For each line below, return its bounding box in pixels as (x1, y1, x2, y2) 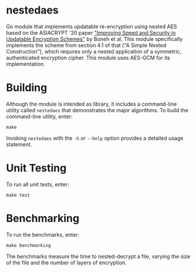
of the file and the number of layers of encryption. (6, 259, 127, 266)
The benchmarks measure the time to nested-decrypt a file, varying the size (6, 253, 191, 260)
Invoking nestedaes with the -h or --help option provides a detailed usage (6, 135, 184, 142)
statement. (6, 140, 32, 147)
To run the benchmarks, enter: (6, 231, 80, 238)
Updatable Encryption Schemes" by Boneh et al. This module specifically (6, 35, 183, 42)
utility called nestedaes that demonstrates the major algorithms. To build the (6, 106, 189, 113)
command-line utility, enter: (6, 113, 73, 120)
